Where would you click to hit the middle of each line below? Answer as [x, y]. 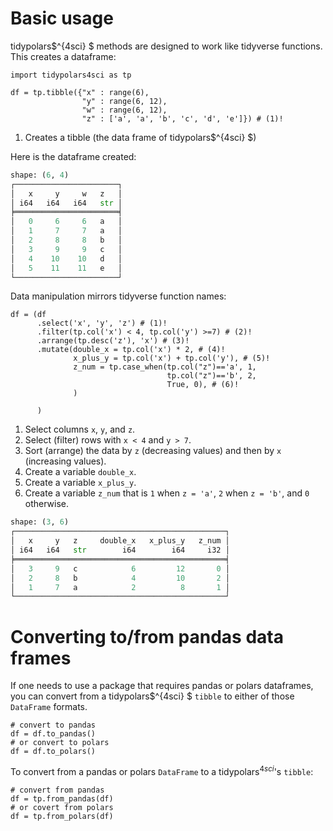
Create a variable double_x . [80, 472]
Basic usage [62, 18]
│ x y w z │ [66, 193]
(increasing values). [65, 461]
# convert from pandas [57, 790]
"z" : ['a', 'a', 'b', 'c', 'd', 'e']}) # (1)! [182, 118]
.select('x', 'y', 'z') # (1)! [102, 323]
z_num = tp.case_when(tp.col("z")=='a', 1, [165, 367]
